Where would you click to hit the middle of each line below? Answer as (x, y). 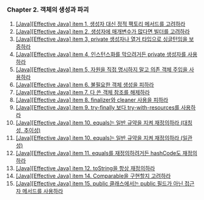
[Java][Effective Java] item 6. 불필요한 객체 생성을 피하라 (85, 85)
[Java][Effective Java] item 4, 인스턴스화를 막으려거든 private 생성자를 (101, 54)
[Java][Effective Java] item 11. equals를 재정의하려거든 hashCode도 (98, 153)
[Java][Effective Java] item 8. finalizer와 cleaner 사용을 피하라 (92, 100)
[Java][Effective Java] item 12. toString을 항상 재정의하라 (85, 168)
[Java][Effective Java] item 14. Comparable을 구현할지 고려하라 (93, 176)
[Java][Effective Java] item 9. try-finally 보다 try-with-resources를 (97, 108)
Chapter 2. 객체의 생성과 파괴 (48, 9)
